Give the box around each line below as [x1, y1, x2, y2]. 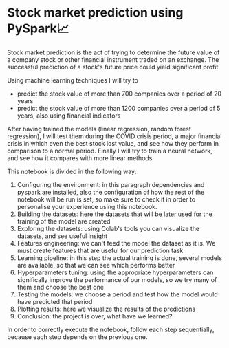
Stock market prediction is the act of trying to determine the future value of [7, 48, 220, 56]
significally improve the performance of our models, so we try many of [17, 275, 217, 283]
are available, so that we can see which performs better [17, 261, 175, 269]
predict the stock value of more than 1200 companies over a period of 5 [17, 104, 221, 112]
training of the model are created [17, 217, 111, 225]
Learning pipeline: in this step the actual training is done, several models [17, 253, 222, 262]
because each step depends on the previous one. [7, 332, 148, 341]
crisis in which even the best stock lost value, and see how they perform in [7, 139, 219, 147]
